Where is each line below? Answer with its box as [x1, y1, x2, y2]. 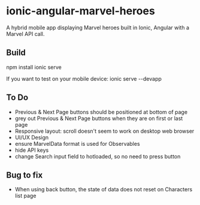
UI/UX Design [14, 133, 49, 141]
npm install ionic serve [6, 63, 62, 71]
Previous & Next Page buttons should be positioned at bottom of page [14, 108, 187, 115]
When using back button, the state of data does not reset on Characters [14, 186, 193, 193]
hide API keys [14, 146, 49, 154]
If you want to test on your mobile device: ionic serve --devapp [6, 75, 162, 82]
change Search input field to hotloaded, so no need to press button [14, 152, 181, 160]
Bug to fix [6, 170, 43, 180]
